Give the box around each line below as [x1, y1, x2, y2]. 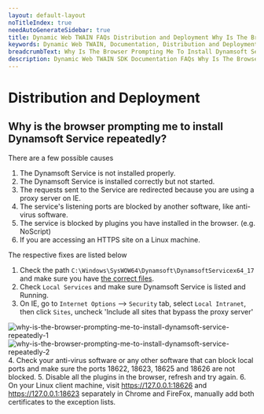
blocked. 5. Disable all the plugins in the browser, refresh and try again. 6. [8, 372, 247, 381]
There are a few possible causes [8, 153, 114, 162]
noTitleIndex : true [8, 19, 72, 27]
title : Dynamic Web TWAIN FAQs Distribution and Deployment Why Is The [8, 33, 247, 42]
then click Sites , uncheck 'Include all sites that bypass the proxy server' [19, 307, 254, 316]
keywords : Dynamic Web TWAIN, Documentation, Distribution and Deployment [8, 41, 258, 49]
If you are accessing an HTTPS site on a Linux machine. [19, 234, 200, 244]
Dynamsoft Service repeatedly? [8, 133, 167, 146]
